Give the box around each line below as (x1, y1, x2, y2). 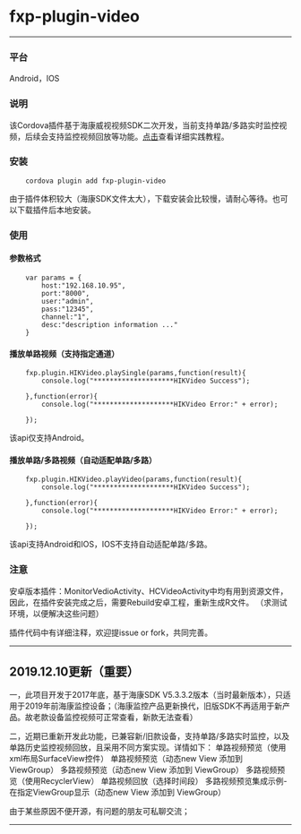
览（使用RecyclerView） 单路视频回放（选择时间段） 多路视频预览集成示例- (9, 776, 288, 787)
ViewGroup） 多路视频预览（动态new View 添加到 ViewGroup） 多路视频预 (9, 764, 286, 776)
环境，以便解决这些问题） (9, 607, 104, 619)
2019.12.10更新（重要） (9, 665, 140, 680)
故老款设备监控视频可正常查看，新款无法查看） (24, 712, 198, 723)
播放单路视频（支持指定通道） (9, 348, 119, 359)
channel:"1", (41, 312, 90, 322)
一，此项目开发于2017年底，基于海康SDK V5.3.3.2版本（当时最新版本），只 (9, 690, 284, 701)
